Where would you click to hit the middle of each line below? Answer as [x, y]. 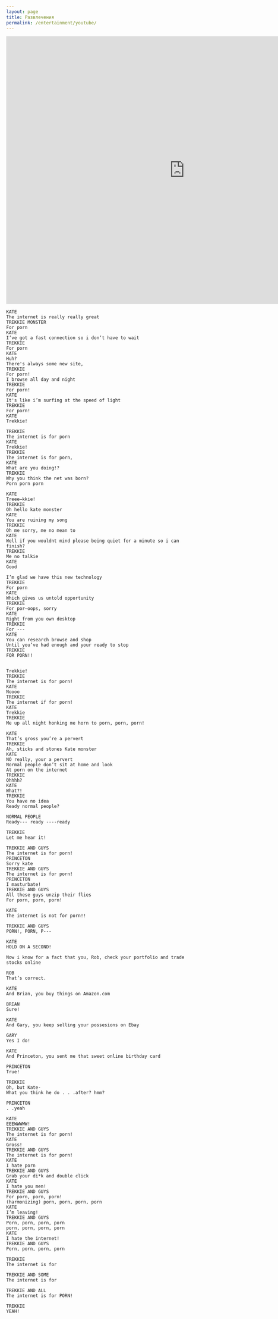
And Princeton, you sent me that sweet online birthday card [83, 1057]
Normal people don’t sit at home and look [59, 765]
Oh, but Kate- [24, 1088]
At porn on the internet [37, 770]
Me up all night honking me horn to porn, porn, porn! [75, 723]
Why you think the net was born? [48, 479]
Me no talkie [22, 557]
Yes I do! [18, 1041]
